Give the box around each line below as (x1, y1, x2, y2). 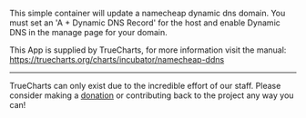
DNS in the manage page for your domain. (9, 27, 168, 37)
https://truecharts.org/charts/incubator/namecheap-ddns (9, 54, 225, 64)
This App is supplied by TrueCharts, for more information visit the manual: (9, 44, 287, 55)
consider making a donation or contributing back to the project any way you (9, 90, 294, 101)
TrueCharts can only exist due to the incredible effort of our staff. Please (9, 81, 281, 91)
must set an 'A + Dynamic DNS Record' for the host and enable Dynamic (9, 17, 280, 28)
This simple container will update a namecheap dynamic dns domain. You (9, 8, 286, 18)
